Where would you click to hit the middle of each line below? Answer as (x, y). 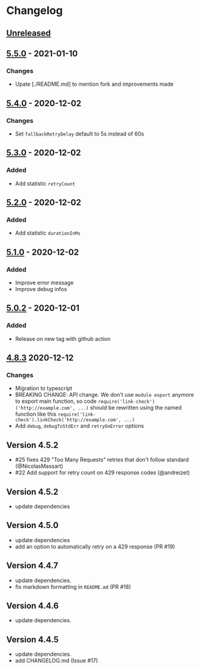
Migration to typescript (44, 388)
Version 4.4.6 (32, 606)
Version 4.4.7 (32, 566)
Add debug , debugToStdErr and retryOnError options (79, 426)
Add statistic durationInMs (48, 233)
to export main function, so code (56, 401)
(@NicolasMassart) (39, 466)
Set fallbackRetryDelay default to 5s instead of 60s (79, 134)
